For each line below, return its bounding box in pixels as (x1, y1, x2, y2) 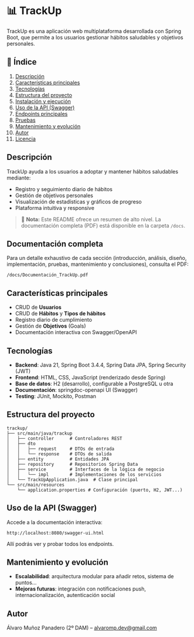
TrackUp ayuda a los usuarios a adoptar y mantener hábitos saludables (6, 168, 178, 175)
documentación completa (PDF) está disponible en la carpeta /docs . (21, 222, 186, 229)
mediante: (6, 174, 31, 181)
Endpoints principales (15, 110, 68, 117)
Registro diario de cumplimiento (15, 316, 93, 323)
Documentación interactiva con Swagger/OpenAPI (15, 329, 137, 336)
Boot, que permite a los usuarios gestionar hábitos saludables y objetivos (6, 34, 183, 41)
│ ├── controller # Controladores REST (6, 435, 122, 441)
